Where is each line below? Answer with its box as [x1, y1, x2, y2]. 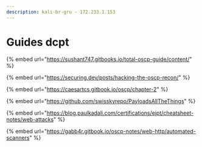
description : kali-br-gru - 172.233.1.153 [6, 9, 116, 15]
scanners [6, 134, 30, 141]
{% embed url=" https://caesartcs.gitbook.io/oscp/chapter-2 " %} [6, 85, 169, 93]
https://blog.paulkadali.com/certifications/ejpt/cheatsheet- [46, 109, 194, 117]
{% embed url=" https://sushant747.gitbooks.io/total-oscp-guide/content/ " [6, 56, 192, 63]
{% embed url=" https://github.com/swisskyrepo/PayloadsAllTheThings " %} [6, 97, 196, 104]
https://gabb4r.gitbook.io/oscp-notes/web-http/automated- [46, 127, 196, 135]
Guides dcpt [6, 35, 69, 49]
